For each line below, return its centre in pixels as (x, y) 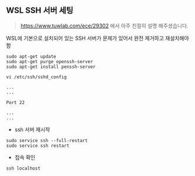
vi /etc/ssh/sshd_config (36, 77)
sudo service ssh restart (38, 146)
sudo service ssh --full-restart (47, 140)
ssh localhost (23, 168)
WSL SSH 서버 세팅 (40, 11)
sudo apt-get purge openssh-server (50, 61)
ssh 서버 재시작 (32, 129)
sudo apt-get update (31, 56)
